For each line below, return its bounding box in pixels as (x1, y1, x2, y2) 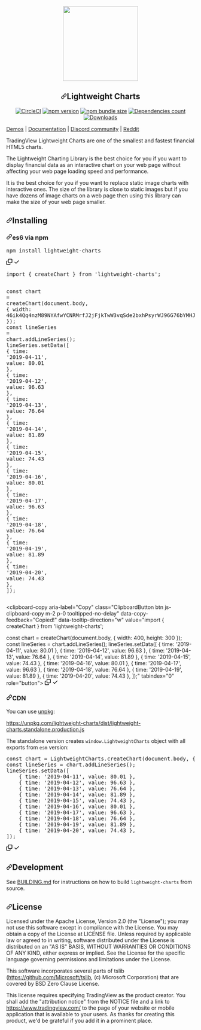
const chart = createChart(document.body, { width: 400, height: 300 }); (6, 634, 182, 641)
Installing (12, 215, 48, 226)
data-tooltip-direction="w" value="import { (58, 616, 165, 623)
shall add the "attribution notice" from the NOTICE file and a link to (6, 998, 170, 1005)
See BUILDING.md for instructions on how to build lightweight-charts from (6, 878, 193, 885)
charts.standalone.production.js (6, 726, 85, 733)
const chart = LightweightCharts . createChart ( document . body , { (6, 755, 196, 762)
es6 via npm (12, 233, 49, 242)
